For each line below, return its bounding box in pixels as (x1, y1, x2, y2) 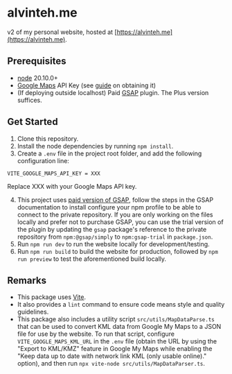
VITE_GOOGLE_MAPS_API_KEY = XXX (7, 170, 100, 177)
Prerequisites (7, 56, 66, 67)
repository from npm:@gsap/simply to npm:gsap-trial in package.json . (17, 232, 213, 241)
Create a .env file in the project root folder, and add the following (17, 149, 202, 158)
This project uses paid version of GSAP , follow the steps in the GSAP (17, 196, 213, 204)
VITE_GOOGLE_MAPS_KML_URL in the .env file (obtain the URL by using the (17, 337, 217, 346)
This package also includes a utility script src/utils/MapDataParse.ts (17, 315, 215, 323)
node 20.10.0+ (17, 74, 58, 82)
